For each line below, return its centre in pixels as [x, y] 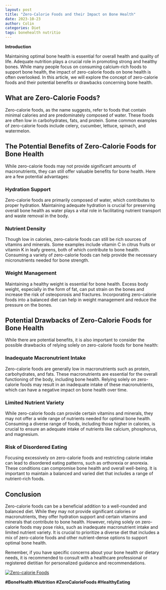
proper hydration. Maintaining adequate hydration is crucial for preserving [80, 205]
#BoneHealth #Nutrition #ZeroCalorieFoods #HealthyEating [68, 582]
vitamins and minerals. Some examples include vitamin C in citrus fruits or [80, 244]
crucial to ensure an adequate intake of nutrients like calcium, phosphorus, [81, 429]
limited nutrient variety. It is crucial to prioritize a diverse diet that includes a [82, 532]
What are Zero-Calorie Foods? [53, 98]
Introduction [18, 47]
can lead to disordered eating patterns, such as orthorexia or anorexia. [77, 463]
